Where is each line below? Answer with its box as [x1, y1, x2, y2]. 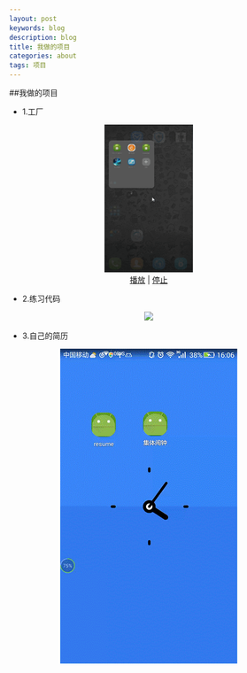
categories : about [9, 51, 77, 61]
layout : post [9, 14, 58, 23]
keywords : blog [9, 23, 66, 33]
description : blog [9, 33, 77, 42]
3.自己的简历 [21, 330, 69, 341]
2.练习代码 [21, 293, 61, 304]
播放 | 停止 [129, 275, 168, 285]
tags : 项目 [9, 61, 47, 70]
